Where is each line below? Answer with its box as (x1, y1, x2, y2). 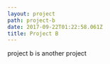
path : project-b (7, 17, 55, 24)
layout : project (7, 10, 55, 18)
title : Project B (7, 30, 59, 37)
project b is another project (7, 49, 87, 58)
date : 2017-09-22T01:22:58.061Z (7, 23, 103, 30)
